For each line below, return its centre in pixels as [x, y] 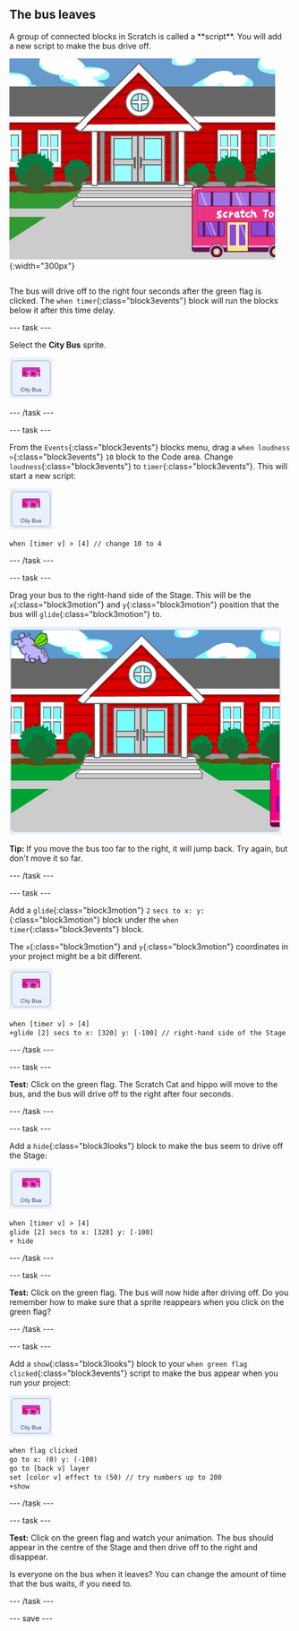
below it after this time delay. [62, 310]
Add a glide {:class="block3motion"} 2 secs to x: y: [107, 910]
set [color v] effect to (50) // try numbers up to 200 [115, 1477]
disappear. [29, 1557]
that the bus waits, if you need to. [71, 1584]
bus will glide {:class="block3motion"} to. [86, 614]
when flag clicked [43, 1450]
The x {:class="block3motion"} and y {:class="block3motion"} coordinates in [149, 946]
